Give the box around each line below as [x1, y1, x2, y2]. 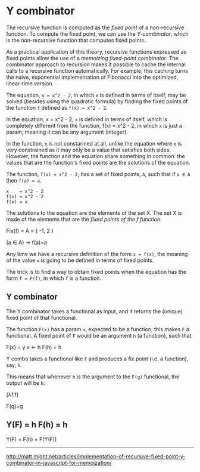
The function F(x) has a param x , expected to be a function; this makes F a [6, 325, 189, 332]
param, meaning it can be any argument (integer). [6, 128, 128, 135]
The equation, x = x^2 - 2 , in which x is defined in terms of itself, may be [6, 91, 186, 98]
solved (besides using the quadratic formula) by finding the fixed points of [6, 97, 189, 105]
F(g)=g [6, 402, 23, 409]
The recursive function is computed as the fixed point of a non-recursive [6, 24, 185, 31]
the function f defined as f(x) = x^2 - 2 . [6, 104, 108, 111]
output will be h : [6, 379, 46, 386]
